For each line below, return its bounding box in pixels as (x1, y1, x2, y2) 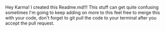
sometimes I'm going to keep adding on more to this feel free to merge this (5, 9, 160, 15)
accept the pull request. (5, 20, 54, 26)
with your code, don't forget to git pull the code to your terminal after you (5, 15, 157, 20)
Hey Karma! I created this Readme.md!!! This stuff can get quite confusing (5, 4, 159, 10)
